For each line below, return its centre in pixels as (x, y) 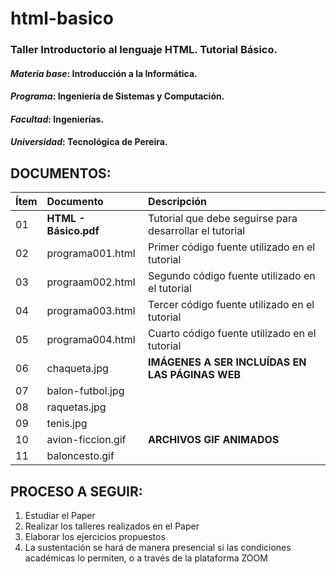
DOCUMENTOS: (61, 173)
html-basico (62, 18)
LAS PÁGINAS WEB (194, 375)
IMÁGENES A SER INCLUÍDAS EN (227, 362)
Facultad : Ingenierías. (57, 119)
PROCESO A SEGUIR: (76, 491)
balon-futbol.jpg (85, 391)
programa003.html (91, 311)
